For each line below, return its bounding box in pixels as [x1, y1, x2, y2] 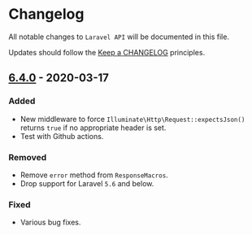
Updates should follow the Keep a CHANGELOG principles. [8, 47, 206, 57]
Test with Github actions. [20, 131, 104, 141]
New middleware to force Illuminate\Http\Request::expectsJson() [20, 114, 245, 124]
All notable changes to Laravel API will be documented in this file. [8, 32, 230, 41]
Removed [8, 151, 47, 163]
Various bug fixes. [20, 217, 81, 228]
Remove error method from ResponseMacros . [20, 170, 168, 180]
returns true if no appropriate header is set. [20, 123, 167, 133]
